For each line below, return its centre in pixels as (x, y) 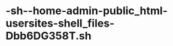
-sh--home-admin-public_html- (87, 11)
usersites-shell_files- (60, 23)
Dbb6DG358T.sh (48, 36)
